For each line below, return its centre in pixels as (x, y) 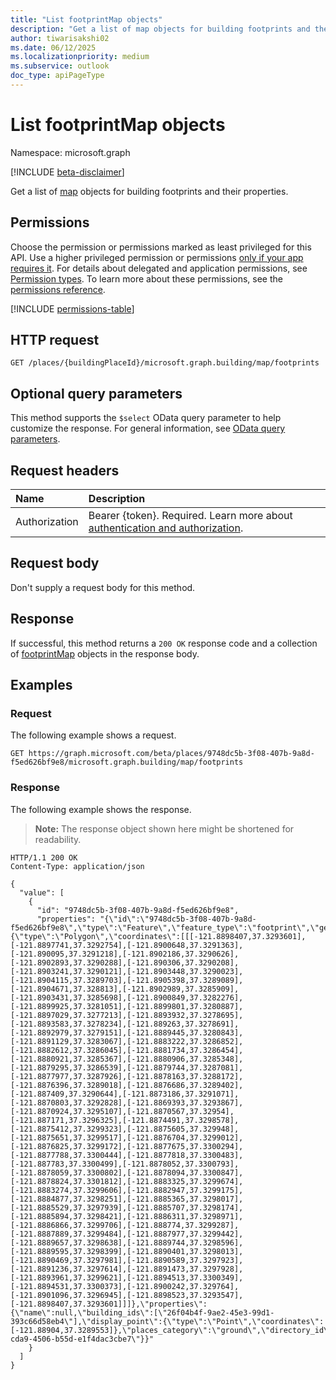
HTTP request (55, 340)
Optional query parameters (96, 393)
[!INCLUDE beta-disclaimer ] (67, 172)
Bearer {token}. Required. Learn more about (190, 516)
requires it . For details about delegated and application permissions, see (159, 268)
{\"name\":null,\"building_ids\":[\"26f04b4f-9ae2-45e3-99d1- (142, 1312)
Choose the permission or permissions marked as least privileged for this (161, 247)
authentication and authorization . (166, 528)
